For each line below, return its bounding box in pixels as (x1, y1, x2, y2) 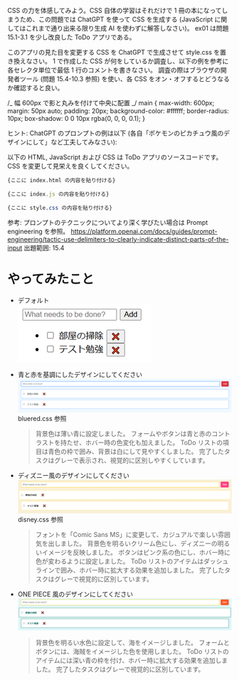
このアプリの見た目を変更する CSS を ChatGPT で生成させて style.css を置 (7, 48, 226, 56)
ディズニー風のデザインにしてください (17, 472, 129, 480)
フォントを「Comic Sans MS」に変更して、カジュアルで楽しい (35, 530, 218, 538)
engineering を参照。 (7, 227, 70, 235)
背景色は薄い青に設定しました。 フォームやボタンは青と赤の (35, 430, 212, 438)
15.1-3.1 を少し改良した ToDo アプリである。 (7, 33, 136, 41)
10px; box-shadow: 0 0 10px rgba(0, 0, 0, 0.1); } (7, 115, 146, 122)
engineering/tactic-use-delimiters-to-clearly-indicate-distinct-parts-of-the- (7, 235, 229, 243)
